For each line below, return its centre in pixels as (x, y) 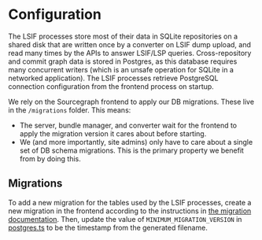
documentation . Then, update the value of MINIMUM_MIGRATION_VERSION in (125, 219)
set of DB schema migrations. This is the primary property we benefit (131, 150)
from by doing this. (50, 158)
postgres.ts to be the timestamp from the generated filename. (108, 227)
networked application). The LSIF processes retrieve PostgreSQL (113, 78)
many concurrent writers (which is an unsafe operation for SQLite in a (121, 69)
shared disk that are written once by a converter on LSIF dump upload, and (130, 44)
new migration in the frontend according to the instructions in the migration (130, 211)
